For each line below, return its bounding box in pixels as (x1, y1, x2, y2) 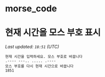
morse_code (5, 3, 57, 14)
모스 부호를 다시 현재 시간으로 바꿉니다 (5, 64, 74, 69)
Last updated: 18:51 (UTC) (5, 44, 59, 50)
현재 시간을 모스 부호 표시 (5, 27, 101, 38)
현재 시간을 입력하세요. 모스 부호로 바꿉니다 (5, 54, 83, 59)
